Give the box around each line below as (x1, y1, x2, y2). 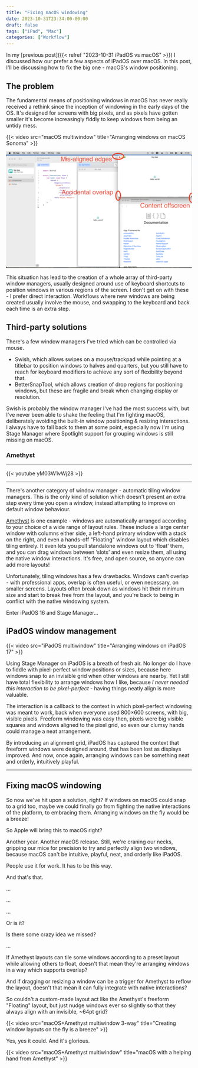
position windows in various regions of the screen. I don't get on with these (6, 286, 189, 293)
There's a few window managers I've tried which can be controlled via (6, 337, 177, 345)
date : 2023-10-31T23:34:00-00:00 (6, 15, 88, 22)
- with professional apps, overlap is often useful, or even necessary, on (6, 579, 179, 586)
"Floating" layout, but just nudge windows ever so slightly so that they (6, 1002, 176, 1009)
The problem (6, 81, 54, 91)
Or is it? (6, 919, 25, 926)
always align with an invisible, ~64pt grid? (6, 1008, 108, 1015)
